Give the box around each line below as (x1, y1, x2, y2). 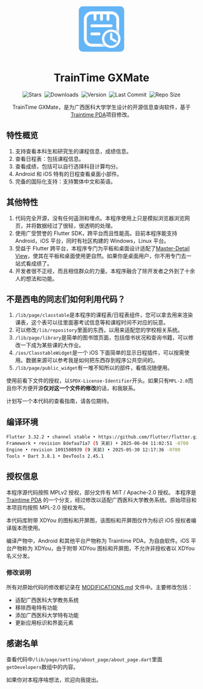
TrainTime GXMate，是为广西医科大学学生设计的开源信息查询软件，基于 (12, 103, 191, 111)
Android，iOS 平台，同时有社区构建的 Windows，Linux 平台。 (14, 237, 170, 244)
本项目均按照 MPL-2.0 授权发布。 (6, 503, 89, 511)
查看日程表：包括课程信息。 (14, 155, 85, 162)
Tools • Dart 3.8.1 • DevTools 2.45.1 (6, 453, 104, 459)
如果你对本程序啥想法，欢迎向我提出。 (6, 676, 101, 683)
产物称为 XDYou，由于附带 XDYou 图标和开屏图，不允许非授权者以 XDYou (11, 545, 195, 552)
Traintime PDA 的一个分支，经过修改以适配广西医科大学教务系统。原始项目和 (6, 496, 197, 503)
